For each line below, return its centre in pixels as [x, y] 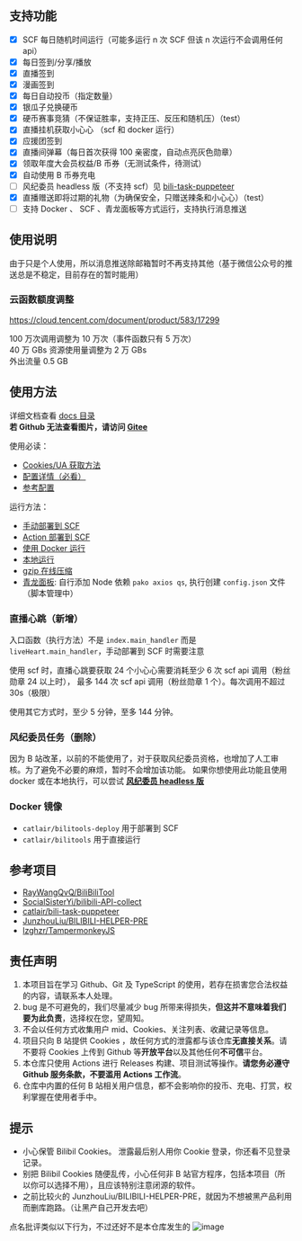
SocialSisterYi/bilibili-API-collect [82, 902]
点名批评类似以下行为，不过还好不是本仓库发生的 [100, 1227]
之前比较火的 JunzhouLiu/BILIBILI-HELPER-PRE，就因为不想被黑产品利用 [157, 1196]
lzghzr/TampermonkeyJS [68, 931]
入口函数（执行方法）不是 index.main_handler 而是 [103, 639]
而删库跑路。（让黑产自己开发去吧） [87, 1207]
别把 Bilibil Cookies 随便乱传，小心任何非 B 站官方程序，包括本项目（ [150, 1174]
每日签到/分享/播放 [57, 62]
